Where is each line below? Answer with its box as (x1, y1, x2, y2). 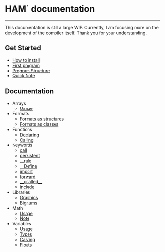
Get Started (5, 44, 41, 52)
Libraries (12, 189, 30, 195)
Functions (12, 126, 33, 132)
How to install (12, 57, 40, 63)
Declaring (19, 132, 39, 138)
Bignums (19, 200, 38, 206)
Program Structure (12, 68, 50, 73)
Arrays (12, 100, 26, 106)
